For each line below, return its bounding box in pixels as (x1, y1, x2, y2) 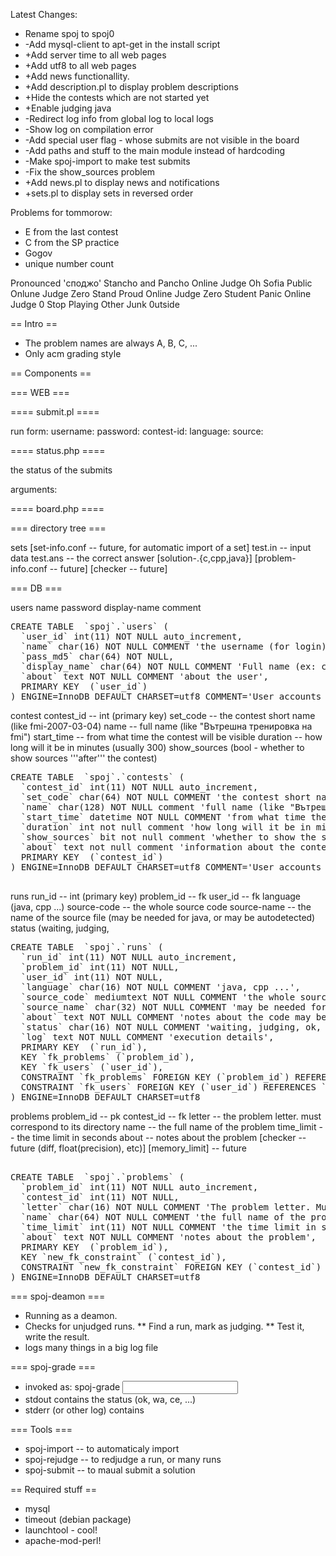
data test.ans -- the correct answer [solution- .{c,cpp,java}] (10, 552, 253, 564)
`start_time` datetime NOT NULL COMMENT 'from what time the (20, 812, 327, 823)
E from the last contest (24, 226, 119, 238)
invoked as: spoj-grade (24, 1381, 121, 1393)
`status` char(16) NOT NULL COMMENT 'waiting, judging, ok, (20, 1022, 322, 1033)
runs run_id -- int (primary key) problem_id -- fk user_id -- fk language (10, 890, 302, 902)
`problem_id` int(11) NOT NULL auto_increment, (20, 1182, 259, 1193)
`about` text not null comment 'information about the (20, 842, 296, 853)
